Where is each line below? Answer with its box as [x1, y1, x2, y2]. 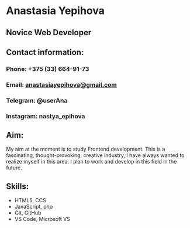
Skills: [6, 181, 29, 191]
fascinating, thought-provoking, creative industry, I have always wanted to [6, 152, 185, 159]
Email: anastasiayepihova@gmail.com [6, 80, 117, 89]
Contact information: [6, 47, 84, 57]
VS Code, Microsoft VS [14, 216, 70, 223]
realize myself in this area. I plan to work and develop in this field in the [6, 158, 177, 165]
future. [6, 164, 22, 171]
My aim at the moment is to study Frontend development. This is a [6, 145, 165, 153]
